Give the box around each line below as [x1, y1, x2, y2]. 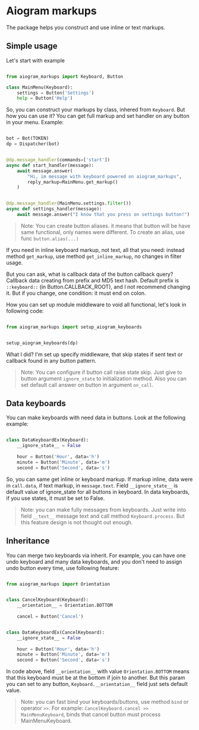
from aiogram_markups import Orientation [6, 581, 110, 587]
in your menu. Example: [6, 119, 64, 126]
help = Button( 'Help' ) [17, 95, 73, 102]
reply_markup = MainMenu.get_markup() [27, 179, 118, 185]
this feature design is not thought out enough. [20, 518, 133, 526]
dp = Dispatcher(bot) [6, 141, 60, 147]
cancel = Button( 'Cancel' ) [17, 613, 84, 619]
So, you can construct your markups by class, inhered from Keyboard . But [6, 106, 185, 114]
